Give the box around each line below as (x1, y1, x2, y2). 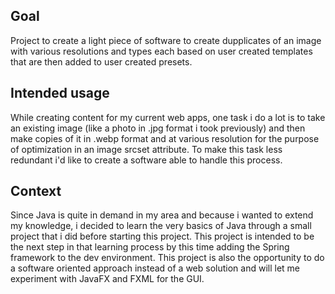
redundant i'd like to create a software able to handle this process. (10, 154, 283, 166)
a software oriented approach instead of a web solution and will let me (10, 262, 301, 274)
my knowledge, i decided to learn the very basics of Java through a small (10, 220, 312, 232)
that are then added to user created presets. (10, 55, 193, 68)
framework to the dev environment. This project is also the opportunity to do (10, 252, 325, 264)
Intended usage (10, 85, 110, 102)
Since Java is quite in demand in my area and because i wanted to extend (10, 209, 314, 221)
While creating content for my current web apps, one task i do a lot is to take (10, 111, 326, 123)
